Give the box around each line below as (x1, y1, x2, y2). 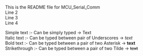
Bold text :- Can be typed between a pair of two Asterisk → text (5, 40, 136, 46)
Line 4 (5, 20, 18, 26)
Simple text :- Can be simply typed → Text (5, 30, 92, 35)
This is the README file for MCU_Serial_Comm (5, 4, 100, 10)
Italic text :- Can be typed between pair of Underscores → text (5, 35, 133, 41)
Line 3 (5, 15, 18, 20)
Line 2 (5, 9, 18, 15)
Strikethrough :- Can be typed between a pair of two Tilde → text (5, 46, 138, 51)
